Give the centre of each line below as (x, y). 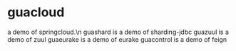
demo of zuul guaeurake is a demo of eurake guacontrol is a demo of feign (117, 39)
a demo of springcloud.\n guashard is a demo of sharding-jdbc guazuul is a (118, 32)
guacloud (36, 12)
